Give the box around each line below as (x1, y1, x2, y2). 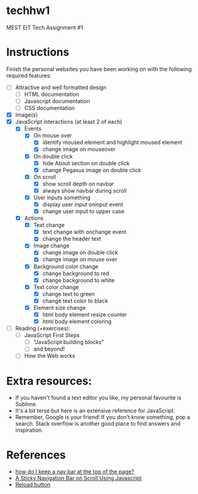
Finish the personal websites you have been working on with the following (6, 65, 192, 73)
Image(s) (15, 111, 38, 119)
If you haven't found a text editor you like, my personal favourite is (15, 394, 182, 401)
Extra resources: (6, 374, 93, 388)
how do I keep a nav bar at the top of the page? (15, 468, 135, 476)
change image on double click (42, 249, 118, 256)
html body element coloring (42, 318, 111, 325)
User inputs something (33, 193, 91, 201)
